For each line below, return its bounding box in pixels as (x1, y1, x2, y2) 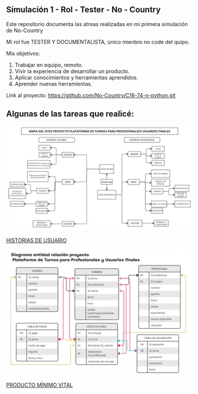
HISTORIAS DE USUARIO (6, 237, 67, 244)
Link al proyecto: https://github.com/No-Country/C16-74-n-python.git (6, 91, 176, 99)
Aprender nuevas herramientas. (14, 80, 92, 87)
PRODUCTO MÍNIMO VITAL (6, 381, 73, 388)
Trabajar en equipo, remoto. (14, 61, 83, 68)
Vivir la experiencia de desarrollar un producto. (14, 68, 130, 75)
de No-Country (6, 27, 43, 34)
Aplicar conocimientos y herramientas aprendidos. (14, 74, 138, 81)
